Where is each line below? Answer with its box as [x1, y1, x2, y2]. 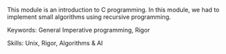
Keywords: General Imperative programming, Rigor [7, 26, 151, 34]
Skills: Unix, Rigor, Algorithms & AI [7, 39, 103, 47]
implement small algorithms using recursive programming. [7, 13, 171, 21]
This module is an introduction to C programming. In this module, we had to [7, 6, 220, 13]
